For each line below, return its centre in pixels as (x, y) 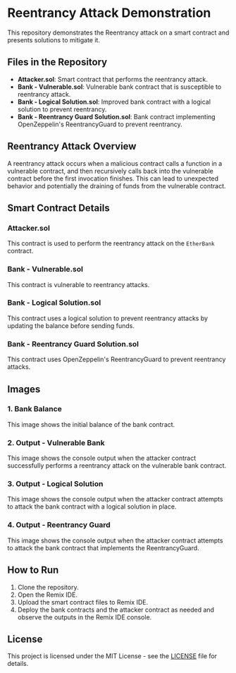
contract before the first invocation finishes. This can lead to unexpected (113, 178)
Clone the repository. (48, 587)
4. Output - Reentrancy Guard (59, 525)
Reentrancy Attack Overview (72, 146)
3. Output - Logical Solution (55, 484)
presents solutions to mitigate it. (54, 40)
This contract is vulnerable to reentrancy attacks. (79, 284)
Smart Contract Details (59, 208)
